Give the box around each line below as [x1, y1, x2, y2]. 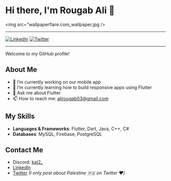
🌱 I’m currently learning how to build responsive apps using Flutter [12, 84, 152, 90]
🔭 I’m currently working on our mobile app [12, 79, 101, 85]
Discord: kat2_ [12, 159, 43, 165]
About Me [5, 66, 37, 74]
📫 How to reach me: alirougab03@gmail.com [12, 95, 108, 101]
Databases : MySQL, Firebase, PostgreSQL [12, 131, 103, 137]
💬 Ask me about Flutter [12, 89, 61, 96]
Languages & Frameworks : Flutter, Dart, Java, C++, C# [12, 126, 129, 132]
